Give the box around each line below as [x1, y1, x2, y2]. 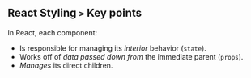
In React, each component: [7, 27, 98, 37]
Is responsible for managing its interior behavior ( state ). [19, 43, 207, 53]
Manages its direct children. [19, 60, 113, 70]
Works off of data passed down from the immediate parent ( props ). [19, 51, 244, 61]
